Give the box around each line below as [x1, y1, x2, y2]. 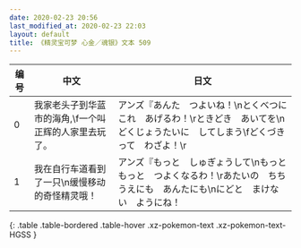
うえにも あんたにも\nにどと [117, 183, 244, 195]
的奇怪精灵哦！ [34, 190, 98, 202]
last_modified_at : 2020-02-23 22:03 [9, 21, 146, 30]
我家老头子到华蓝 [34, 99, 107, 112]
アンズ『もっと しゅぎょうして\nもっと [117, 156, 287, 168]
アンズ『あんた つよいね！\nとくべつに [117, 99, 288, 112]
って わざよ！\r [117, 140, 187, 152]
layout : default [9, 30, 70, 38]
